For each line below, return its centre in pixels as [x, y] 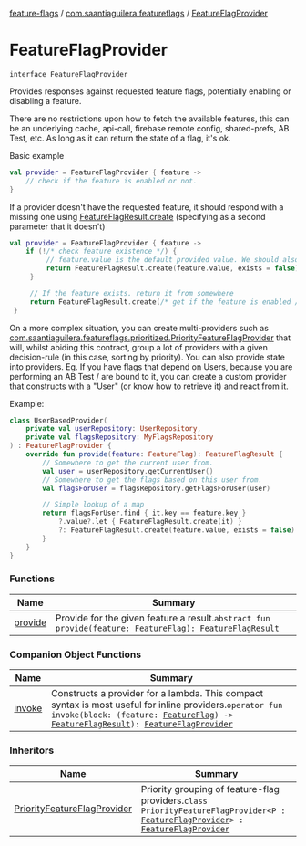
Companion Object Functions [76, 654]
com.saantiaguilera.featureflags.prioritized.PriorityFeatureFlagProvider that [150, 338]
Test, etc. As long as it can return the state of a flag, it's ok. [120, 138]
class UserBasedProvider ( [58, 420]
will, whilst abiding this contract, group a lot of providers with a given [139, 347]
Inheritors [32, 750]
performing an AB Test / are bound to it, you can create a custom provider [148, 376]
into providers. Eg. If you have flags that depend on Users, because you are [151, 366]
